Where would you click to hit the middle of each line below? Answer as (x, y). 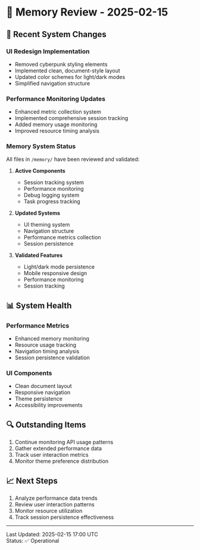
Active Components (40, 171)
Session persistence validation (52, 357)
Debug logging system (51, 195)
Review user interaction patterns (54, 505)
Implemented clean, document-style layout (67, 71)
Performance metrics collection (62, 237)
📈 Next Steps (32, 481)
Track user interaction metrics (51, 455)
